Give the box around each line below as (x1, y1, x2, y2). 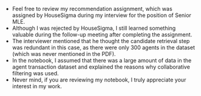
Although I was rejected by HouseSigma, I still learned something (12, 24, 176, 32)
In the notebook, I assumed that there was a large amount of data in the (12, 57, 192, 64)
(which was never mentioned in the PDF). (12, 50, 116, 57)
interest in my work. (12, 83, 62, 90)
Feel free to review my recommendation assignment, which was (12, 5, 172, 12)
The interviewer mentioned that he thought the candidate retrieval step (12, 38, 190, 44)
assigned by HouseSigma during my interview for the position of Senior (12, 12, 192, 19)
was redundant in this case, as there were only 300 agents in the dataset (12, 44, 195, 51)
